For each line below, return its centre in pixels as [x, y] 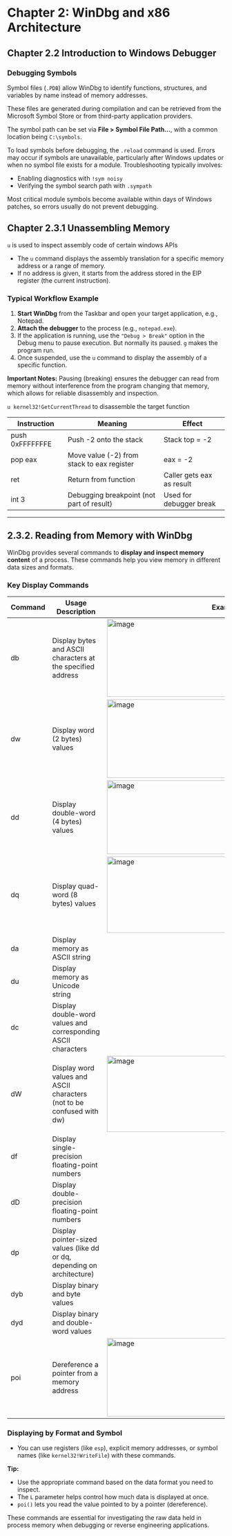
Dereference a [75, 1364]
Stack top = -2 [187, 439]
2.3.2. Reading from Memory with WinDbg [100, 536]
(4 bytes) [67, 822]
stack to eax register [101, 464]
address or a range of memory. [61, 265]
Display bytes [74, 641]
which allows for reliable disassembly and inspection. [83, 393]
